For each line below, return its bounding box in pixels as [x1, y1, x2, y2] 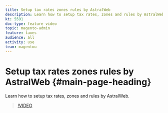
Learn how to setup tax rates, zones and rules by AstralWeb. [5, 93, 130, 99]
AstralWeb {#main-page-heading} [5, 76, 151, 88]
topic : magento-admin [5, 26, 50, 31]
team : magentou [5, 44, 37, 49]
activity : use [5, 40, 35, 45]
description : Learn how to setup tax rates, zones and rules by [5, 12, 142, 17]
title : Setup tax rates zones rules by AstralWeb [5, 7, 111, 12]
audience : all [5, 35, 35, 40]
